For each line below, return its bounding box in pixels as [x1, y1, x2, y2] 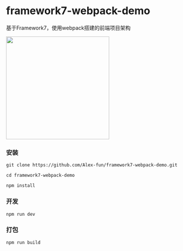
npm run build [6, 239, 41, 245]
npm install [6, 183, 35, 189]
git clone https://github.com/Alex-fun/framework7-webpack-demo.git [6, 162, 178, 168]
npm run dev [6, 211, 35, 217]
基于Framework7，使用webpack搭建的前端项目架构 [6, 24, 131, 31]
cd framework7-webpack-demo [6, 172, 75, 179]
